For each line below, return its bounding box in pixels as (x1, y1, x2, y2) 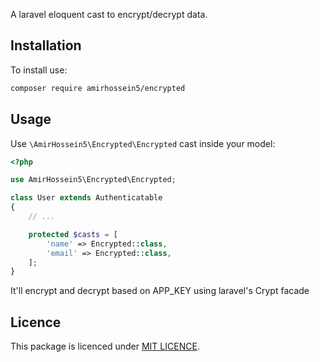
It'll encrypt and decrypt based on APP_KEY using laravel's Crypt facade (10, 285, 310, 297)
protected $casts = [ (28, 229, 118, 239)
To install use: (10, 64, 68, 76)
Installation (10, 37, 82, 54)
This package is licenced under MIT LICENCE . (10, 340, 200, 353)
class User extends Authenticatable (10, 193, 163, 203)
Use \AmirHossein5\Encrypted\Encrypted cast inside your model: (10, 137, 276, 149)
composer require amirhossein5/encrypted (10, 83, 186, 93)
